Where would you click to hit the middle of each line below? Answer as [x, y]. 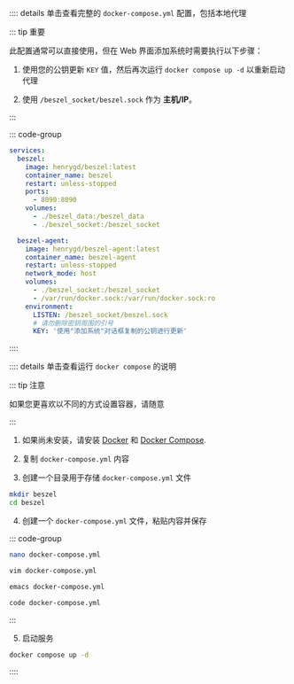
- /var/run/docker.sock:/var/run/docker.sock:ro [124, 298]
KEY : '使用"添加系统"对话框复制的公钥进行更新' [110, 331]
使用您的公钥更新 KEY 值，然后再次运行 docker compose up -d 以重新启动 [154, 70]
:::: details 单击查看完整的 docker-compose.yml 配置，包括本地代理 [128, 13]
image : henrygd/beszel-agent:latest [93, 249]
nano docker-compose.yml [55, 555]
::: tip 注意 [27, 385]
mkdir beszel [33, 494]
